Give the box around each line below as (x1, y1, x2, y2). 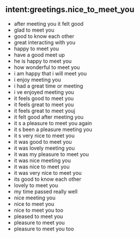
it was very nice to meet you (13, 169, 82, 176)
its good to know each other (13, 175, 82, 182)
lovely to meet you (13, 181, 59, 189)
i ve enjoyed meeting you (13, 88, 74, 95)
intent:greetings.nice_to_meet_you (5, 5, 135, 15)
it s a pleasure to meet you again (13, 119, 92, 126)
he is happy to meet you (13, 57, 72, 64)
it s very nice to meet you (13, 132, 75, 139)
